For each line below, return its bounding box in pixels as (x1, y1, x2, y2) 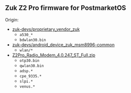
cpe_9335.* (19, 74, 42, 78)
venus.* (19, 84, 35, 89)
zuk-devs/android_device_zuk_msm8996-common (12, 41, 115, 48)
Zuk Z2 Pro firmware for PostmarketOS (5, 4, 126, 12)
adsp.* (19, 68, 33, 74)
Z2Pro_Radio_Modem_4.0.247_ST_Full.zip (12, 52, 95, 58)
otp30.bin (19, 58, 40, 63)
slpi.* (19, 79, 33, 84)
